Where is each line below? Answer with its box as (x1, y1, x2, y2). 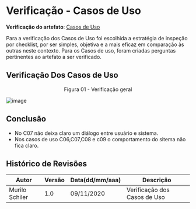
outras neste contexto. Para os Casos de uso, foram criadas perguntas (6, 47, 176, 54)
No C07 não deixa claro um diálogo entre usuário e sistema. (14, 130, 159, 137)
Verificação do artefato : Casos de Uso (6, 23, 100, 30)
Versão (44, 176, 65, 184)
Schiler (9, 193, 28, 201)
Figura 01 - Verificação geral (64, 86, 132, 93)
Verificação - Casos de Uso (6, 4, 141, 18)
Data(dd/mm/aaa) (70, 176, 121, 184)
